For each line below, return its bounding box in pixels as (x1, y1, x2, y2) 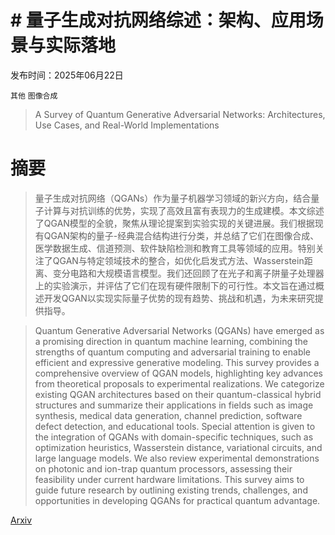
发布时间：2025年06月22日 (10, 69, 124, 81)
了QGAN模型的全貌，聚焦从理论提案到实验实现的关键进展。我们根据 (34, 217, 315, 229)
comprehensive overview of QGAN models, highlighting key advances (34, 367, 323, 379)
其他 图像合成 (10, 91, 58, 101)
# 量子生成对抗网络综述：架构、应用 (10, 9, 307, 32)
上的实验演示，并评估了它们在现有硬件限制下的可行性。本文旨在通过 (34, 279, 316, 291)
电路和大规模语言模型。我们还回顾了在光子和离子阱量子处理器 (69, 267, 325, 279)
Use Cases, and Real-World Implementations (34, 119, 220, 131)
